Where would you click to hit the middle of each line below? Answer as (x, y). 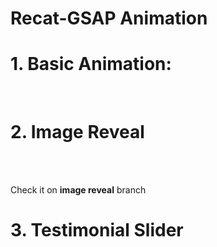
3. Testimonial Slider (97, 230)
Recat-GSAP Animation (109, 18)
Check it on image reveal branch (78, 190)
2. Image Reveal (77, 132)
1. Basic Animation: (91, 64)
